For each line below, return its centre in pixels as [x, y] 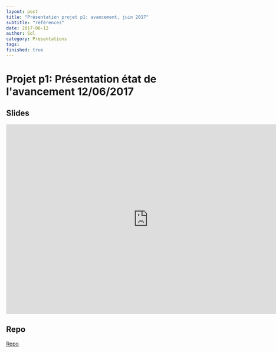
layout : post [22, 11]
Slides [18, 113]
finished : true [25, 50]
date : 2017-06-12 [27, 28]
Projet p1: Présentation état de [81, 79]
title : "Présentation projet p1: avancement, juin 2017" [78, 17]
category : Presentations [37, 39]
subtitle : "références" [35, 22]
